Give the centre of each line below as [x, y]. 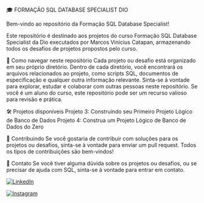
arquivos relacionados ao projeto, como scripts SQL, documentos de [92, 73]
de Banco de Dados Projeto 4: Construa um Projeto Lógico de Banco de [96, 120]
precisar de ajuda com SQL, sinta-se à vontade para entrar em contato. [96, 170]
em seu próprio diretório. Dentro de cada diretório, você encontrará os [95, 67]
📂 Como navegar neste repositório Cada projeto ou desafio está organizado [101, 60]
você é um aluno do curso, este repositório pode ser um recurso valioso [97, 93]
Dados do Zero [25, 127]
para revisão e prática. [34, 99]
